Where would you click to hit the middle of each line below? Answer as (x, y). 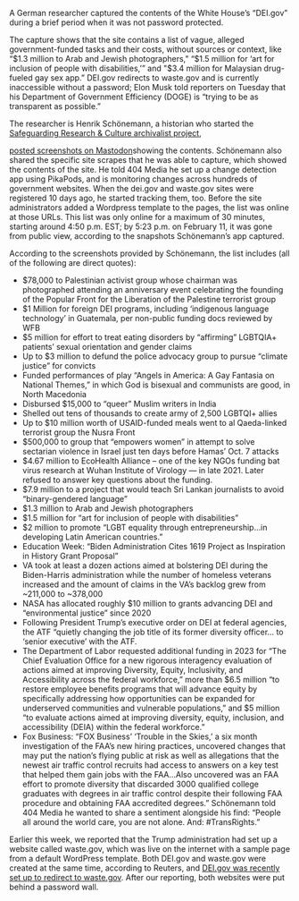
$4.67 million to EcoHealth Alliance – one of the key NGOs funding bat (151, 461)
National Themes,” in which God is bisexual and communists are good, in (156, 385)
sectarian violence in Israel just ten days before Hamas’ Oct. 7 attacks (150, 451)
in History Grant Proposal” (70, 556)
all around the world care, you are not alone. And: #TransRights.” (141, 822)
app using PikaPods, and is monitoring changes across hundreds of (133, 179)
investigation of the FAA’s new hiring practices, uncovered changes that (154, 746)
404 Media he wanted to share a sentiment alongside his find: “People (151, 812)
